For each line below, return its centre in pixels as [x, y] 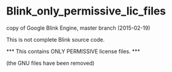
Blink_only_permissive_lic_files [86, 11]
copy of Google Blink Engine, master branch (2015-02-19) [78, 28]
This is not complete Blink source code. [55, 39]
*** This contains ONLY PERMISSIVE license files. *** [73, 51]
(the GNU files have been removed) [51, 63]
